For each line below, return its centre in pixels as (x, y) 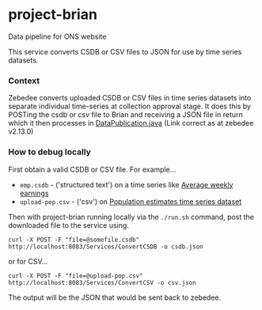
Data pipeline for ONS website (57, 36)
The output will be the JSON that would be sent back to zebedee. (115, 297)
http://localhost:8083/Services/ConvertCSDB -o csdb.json (106, 247)
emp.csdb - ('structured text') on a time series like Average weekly (126, 184)
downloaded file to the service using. (68, 225)
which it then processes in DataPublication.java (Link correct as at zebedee (131, 123)
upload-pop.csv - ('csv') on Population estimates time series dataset (131, 201)
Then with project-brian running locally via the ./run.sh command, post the (131, 217)
